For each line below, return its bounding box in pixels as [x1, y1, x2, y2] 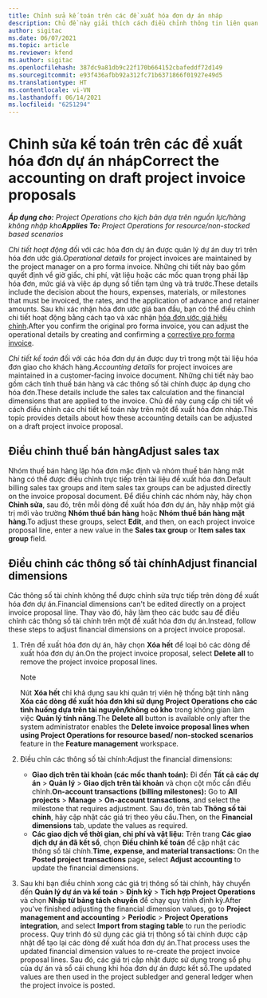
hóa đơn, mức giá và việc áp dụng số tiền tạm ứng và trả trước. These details [8, 279, 259, 288]
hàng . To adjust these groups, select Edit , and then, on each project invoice [8, 517, 255, 526]
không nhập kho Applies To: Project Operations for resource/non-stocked [8, 221, 250, 231]
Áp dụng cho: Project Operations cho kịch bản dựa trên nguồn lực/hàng [8, 212, 246, 222]
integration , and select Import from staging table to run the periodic [19, 921, 247, 930]
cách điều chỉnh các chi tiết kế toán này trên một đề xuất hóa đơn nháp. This [8, 405, 258, 414]
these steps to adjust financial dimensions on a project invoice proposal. [8, 624, 245, 634]
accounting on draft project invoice [8, 169, 245, 188]
